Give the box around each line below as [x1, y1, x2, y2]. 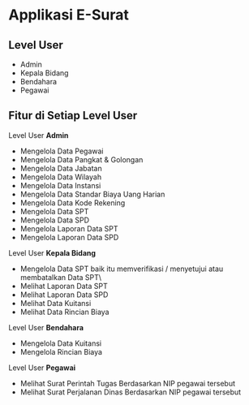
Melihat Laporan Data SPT [19, 281, 108, 291]
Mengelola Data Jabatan [19, 163, 103, 173]
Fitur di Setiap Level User [8, 109, 138, 123]
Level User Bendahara [8, 322, 84, 332]
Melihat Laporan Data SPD [19, 290, 109, 299]
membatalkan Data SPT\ [19, 272, 102, 282]
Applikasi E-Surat [8, 6, 130, 24]
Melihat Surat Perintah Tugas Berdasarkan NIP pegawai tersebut [19, 378, 235, 388]
